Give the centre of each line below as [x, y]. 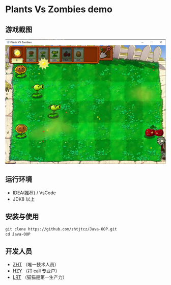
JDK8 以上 [23, 199]
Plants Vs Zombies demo [59, 9]
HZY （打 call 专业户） [36, 271]
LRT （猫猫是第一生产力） [40, 277]
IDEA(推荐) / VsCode [34, 193]
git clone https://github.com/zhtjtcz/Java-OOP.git [61, 229]
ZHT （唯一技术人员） [36, 265]
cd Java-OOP [18, 235]
